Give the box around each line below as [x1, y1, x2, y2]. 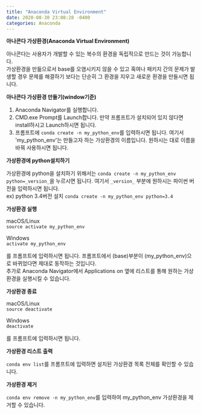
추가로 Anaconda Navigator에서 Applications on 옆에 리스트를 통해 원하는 [6, 268, 183, 275]
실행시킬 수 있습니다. [22, 275, 71, 282]
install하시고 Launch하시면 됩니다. [14, 122, 97, 129]
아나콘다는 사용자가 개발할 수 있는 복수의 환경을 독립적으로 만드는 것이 [6, 50, 171, 57]
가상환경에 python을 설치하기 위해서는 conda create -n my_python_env [6, 170, 176, 177]
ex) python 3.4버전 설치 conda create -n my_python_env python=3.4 [6, 192, 173, 200]
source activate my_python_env [6, 224, 85, 230]
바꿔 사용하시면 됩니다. [14, 144, 69, 151]
